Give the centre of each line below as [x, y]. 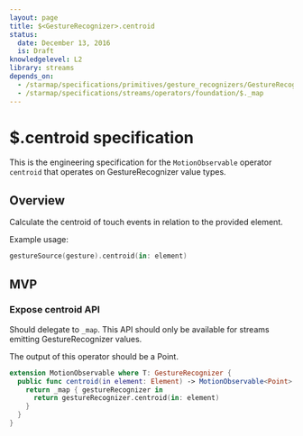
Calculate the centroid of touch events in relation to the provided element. [147, 223]
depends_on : [32, 77]
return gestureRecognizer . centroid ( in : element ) [126, 398]
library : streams [42, 68]
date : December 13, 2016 [64, 43]
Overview [37, 200]
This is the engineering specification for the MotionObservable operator [141, 162]
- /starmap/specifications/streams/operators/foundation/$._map [141, 93]
